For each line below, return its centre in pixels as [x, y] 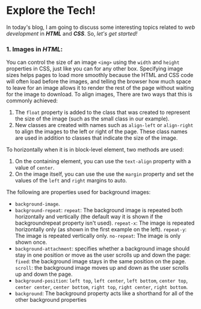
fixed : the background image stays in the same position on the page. [100, 261]
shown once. [31, 242]
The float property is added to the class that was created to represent [103, 113]
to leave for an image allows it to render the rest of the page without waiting [100, 88]
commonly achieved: [32, 101]
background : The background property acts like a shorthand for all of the [104, 293]
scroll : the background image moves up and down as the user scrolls [102, 268]
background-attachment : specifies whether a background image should [102, 249]
